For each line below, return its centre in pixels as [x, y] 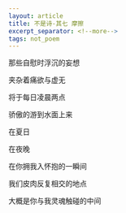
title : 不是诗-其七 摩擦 [46, 24]
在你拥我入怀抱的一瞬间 [48, 167]
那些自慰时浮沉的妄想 [44, 63]
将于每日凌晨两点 [37, 98]
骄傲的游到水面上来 [41, 115]
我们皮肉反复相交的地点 [48, 184]
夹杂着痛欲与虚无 [37, 80]
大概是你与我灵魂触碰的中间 [55, 201]
